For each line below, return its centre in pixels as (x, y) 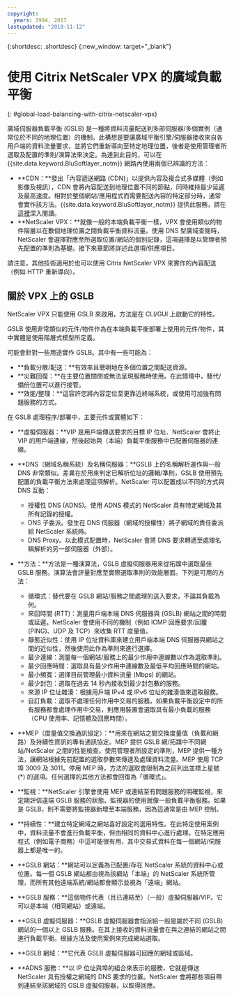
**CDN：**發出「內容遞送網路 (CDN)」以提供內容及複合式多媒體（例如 (120, 178)
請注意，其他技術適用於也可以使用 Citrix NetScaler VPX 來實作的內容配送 (112, 263)
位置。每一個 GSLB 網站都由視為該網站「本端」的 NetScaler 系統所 (113, 874)
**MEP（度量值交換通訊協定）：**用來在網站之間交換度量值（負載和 (115, 733)
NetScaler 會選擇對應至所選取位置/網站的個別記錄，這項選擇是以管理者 (119, 240)
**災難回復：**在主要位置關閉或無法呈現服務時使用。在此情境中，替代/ (119, 376)
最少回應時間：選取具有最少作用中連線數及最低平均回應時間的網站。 (125, 666)
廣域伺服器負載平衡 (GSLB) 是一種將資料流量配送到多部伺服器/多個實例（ (112, 129)
